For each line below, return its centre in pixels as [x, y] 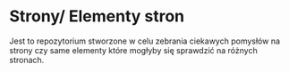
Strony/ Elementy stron [97, 16]
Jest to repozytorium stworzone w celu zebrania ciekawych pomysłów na [144, 41]
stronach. [27, 60]
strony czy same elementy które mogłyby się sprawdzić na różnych [133, 50]
